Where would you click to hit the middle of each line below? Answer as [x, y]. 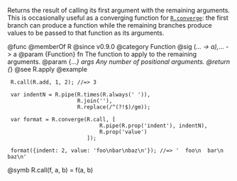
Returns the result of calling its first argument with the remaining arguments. [119, 10]
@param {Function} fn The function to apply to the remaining [108, 54]
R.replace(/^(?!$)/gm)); [114, 107]
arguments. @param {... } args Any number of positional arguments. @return [119, 62]
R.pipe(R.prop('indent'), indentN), [153, 126]
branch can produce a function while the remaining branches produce [110, 25]
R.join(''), [95, 101]
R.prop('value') [123, 132]
